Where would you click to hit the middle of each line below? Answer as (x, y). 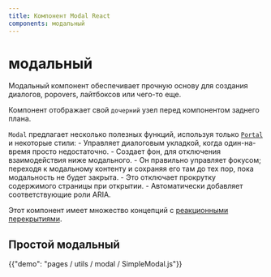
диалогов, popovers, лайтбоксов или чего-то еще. (95, 95)
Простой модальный (64, 244)
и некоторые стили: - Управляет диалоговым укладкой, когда (116, 143)
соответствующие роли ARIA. (60, 194)
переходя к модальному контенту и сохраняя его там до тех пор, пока (131, 169)
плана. (20, 119)
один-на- (240, 143)
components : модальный (47, 23)
